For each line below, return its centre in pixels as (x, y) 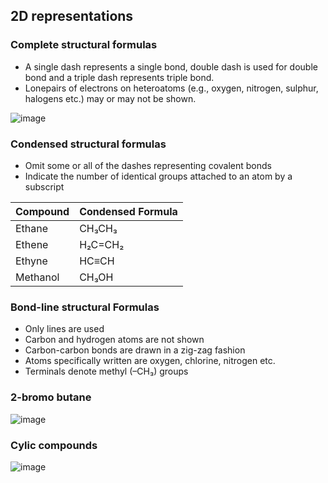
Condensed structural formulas (88, 144)
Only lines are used (64, 329)
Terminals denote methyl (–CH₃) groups (106, 371)
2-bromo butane (51, 397)
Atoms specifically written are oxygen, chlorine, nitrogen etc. (150, 361)
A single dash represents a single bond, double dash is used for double (171, 66)
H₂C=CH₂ (102, 244)
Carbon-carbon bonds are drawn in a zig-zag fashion (135, 350)
